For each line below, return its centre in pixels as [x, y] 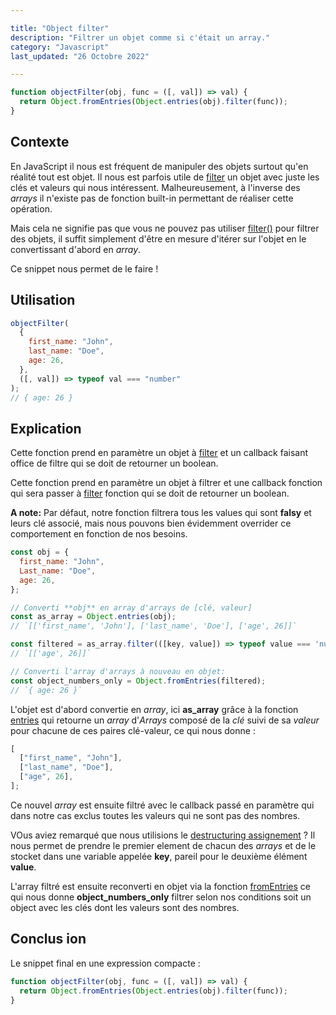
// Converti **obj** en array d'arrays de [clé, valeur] [131, 607]
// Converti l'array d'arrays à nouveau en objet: [118, 671]
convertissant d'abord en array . [76, 249]
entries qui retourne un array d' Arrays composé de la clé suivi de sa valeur [165, 720]
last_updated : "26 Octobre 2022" [80, 56]
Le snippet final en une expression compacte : [105, 963]
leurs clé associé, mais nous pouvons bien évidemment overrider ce [151, 523]
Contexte [40, 142]
